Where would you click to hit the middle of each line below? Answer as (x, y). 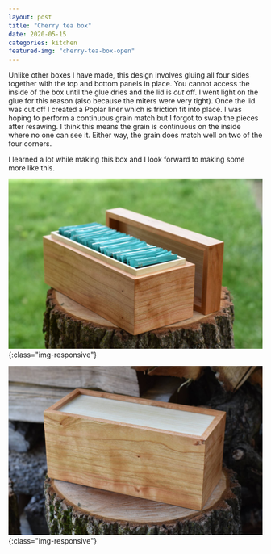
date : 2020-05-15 (38, 34)
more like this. (31, 168)
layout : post (30, 17)
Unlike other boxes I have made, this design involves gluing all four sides (129, 75)
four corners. (30, 144)
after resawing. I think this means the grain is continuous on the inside (125, 127)
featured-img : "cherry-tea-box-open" (72, 51)
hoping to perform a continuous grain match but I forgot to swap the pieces (133, 118)
